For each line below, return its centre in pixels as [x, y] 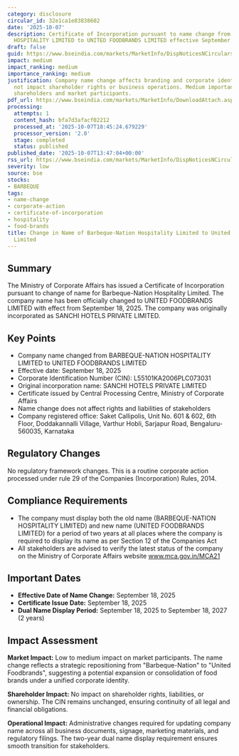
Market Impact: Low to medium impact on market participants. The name [115, 658]
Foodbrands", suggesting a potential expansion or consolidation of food [112, 673]
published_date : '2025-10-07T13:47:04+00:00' [76, 153]
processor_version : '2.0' [52, 133]
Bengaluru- [206, 424]
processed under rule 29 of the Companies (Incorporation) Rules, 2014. [112, 478]
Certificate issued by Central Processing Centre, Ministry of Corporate [121, 393]
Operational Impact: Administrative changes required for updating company [119, 723]
